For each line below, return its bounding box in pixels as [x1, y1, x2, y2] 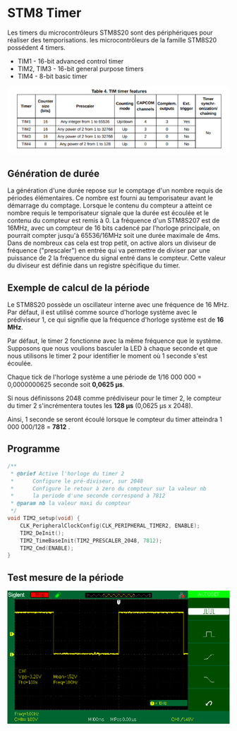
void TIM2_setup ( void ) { [7, 515, 80, 522]
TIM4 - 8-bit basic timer [17, 72, 88, 80]
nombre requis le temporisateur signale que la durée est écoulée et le [7, 209, 209, 217]
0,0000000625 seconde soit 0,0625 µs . [7, 380, 125, 389]
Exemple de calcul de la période [7, 282, 150, 294]
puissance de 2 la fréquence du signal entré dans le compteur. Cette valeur [7, 254, 226, 262]
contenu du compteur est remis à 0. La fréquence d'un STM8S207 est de [7, 217, 220, 225]
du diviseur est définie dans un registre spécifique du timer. [7, 261, 181, 270]
